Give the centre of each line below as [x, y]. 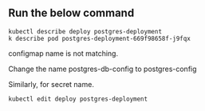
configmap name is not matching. [63, 53]
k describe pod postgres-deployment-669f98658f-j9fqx [100, 38]
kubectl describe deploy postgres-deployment [85, 31]
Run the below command [71, 13]
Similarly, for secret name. [51, 84]
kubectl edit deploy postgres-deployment [78, 99]
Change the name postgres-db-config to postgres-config [102, 69]
